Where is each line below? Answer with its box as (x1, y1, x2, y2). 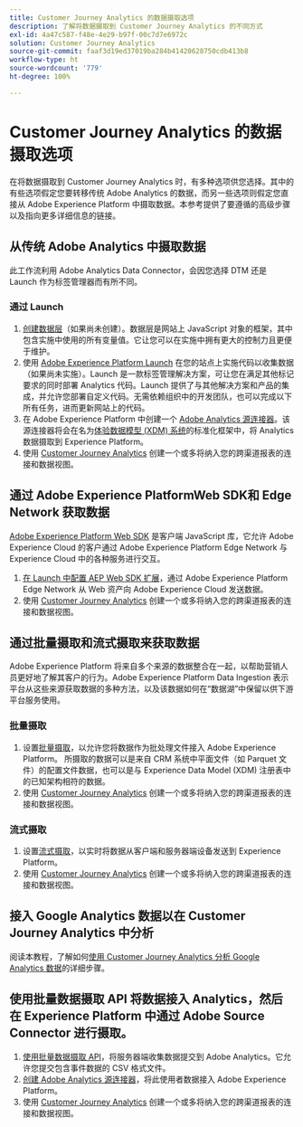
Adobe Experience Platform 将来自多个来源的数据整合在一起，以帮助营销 (9, 661, 280, 672)
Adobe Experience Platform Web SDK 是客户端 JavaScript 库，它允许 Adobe (9, 530, 294, 541)
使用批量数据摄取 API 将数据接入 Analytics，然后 (9, 991, 283, 1007)
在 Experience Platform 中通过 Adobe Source (9, 1009, 265, 1024)
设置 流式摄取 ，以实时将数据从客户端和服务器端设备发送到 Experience (22, 846, 281, 857)
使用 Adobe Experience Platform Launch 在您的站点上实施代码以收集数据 (22, 356, 294, 367)
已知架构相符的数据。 (30, 775, 110, 787)
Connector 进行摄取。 (9, 1026, 134, 1041)
